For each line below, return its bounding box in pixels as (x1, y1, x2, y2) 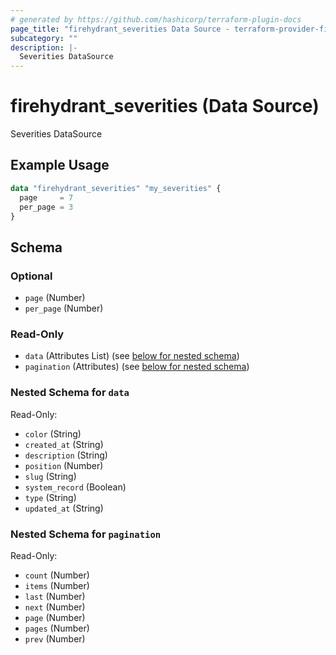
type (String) (24, 491, 77, 503)
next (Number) (24, 601, 86, 613)
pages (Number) (24, 622, 90, 634)
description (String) (24, 449, 108, 461)
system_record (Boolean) (24, 481, 127, 493)
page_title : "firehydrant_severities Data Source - (10, 24, 230, 34)
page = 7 (19, 192, 74, 203)
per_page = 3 (19, 202, 74, 212)
